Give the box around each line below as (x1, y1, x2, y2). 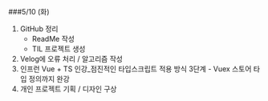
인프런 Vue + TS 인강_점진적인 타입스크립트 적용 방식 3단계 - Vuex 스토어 (19, 64, 252, 74)
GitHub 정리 (19, 24, 59, 34)
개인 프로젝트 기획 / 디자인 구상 (19, 84, 117, 94)
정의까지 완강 (28, 75, 70, 83)
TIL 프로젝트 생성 (31, 44, 86, 54)
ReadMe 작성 (31, 34, 75, 43)
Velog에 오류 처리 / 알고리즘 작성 (19, 55, 123, 63)
